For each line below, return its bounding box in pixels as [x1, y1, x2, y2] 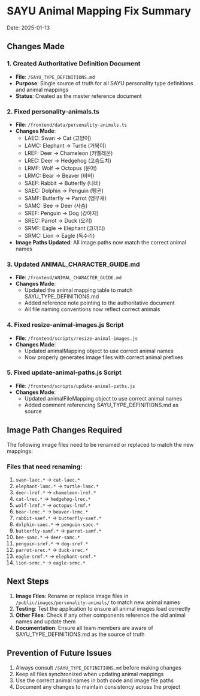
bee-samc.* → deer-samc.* [15, 533, 80, 540]
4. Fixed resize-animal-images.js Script [7, 321, 124, 329]
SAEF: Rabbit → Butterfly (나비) [24, 179, 101, 187]
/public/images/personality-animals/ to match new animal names [15, 599, 180, 606]
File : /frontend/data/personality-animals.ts [15, 121, 128, 128]
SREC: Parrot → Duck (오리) [24, 217, 92, 224]
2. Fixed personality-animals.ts [7, 107, 99, 115]
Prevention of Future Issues [7, 648, 112, 658]
